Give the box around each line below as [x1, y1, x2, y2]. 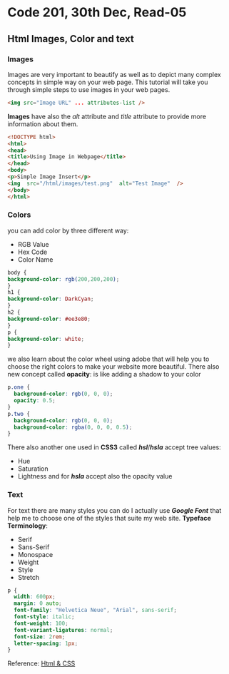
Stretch [17, 573, 40, 581]
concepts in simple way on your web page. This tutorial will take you [7, 78, 208, 86]
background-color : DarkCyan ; [7, 295, 94, 303]
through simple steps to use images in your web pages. [7, 85, 171, 93]
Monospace [17, 550, 54, 558]
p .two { [7, 410, 31, 417]
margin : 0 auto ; [14, 600, 62, 607]
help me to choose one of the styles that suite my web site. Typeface [7, 514, 212, 522]
